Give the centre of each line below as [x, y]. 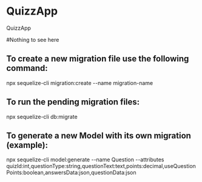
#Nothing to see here [33, 39]
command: [27, 68]
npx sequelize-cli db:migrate [42, 116]
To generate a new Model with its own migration [99, 136]
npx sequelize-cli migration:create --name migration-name [80, 83]
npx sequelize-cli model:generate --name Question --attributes [86, 160]
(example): [27, 145]
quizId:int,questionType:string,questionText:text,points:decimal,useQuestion [101, 166]
